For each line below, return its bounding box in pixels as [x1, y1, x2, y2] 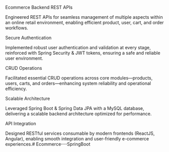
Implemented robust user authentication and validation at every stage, [5, 45, 151, 50]
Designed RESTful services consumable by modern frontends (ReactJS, [5, 130, 155, 136]
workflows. [5, 25, 29, 31]
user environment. [5, 55, 43, 61]
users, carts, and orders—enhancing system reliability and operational [5, 81, 151, 86]
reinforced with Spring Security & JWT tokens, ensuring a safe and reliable [5, 50, 160, 56]
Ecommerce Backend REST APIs [5, 5, 73, 10]
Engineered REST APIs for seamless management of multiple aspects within [5, 14, 163, 20]
